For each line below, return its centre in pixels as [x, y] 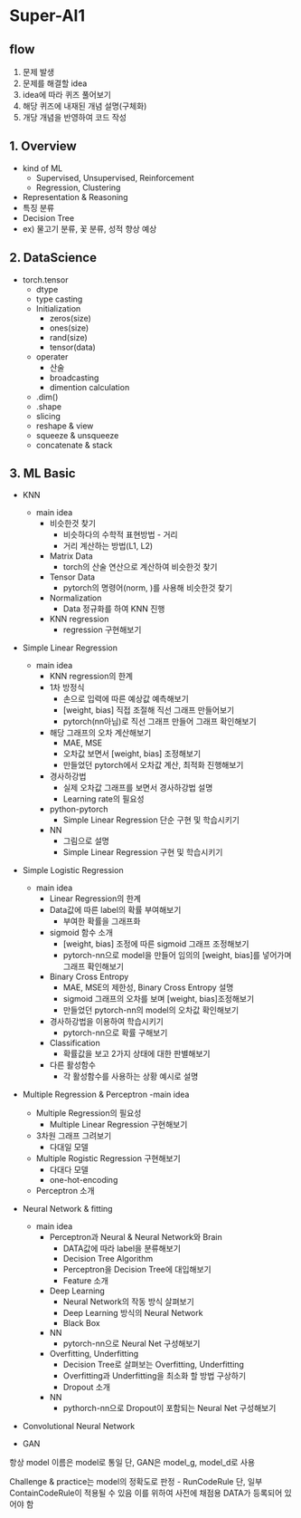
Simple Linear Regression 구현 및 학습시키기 [143, 852]
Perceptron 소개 [65, 1191]
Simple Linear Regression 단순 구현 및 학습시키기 [151, 820]
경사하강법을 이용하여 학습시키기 [107, 1022]
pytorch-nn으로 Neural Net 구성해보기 [132, 1344]
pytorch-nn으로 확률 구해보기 [115, 1033]
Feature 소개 [85, 1281]
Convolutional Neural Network [79, 1427]
